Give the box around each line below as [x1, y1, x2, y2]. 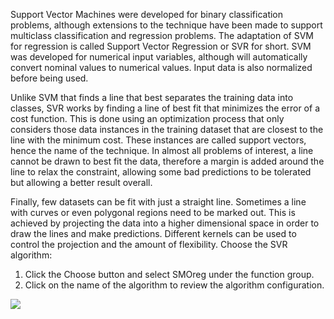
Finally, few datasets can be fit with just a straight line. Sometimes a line [10, 196, 307, 208]
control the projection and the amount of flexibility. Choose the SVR [10, 239, 288, 250]
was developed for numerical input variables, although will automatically [10, 51, 308, 63]
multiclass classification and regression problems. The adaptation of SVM [10, 30, 314, 41]
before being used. [10, 72, 89, 84]
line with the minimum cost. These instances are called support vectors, [10, 134, 307, 146]
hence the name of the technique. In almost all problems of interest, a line [10, 145, 314, 156]
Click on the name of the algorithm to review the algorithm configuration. [24, 279, 325, 291]
